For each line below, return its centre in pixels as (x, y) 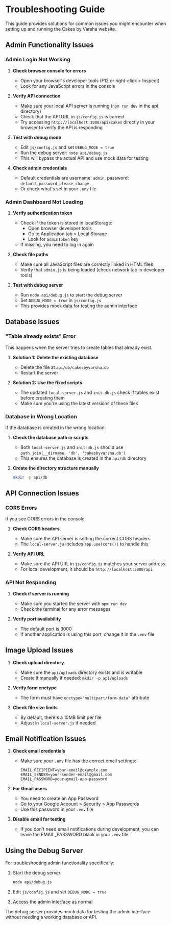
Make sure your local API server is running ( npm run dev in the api (89, 106)
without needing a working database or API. (52, 917)
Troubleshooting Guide (55, 9)
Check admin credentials (40, 168)
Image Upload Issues (39, 650)
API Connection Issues (42, 493)
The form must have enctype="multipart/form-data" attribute (85, 697)
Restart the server (39, 372)
